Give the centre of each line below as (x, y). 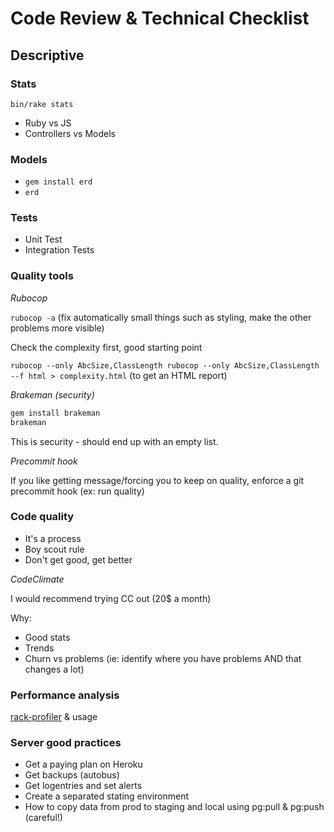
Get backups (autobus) (72, 775)
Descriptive (47, 55)
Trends (39, 648)
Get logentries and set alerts (83, 786)
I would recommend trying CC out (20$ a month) (111, 598)
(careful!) (43, 818)
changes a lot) (54, 669)
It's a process (53, 538)
